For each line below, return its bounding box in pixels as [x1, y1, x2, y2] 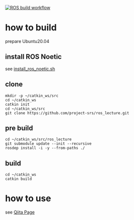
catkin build [5, 176, 32, 181]
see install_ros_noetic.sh [5, 66, 55, 72]
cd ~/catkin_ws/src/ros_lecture [5, 137, 72, 142]
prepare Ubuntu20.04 [5, 38, 49, 44]
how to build [5, 22, 57, 33]
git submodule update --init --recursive [5, 141, 92, 146]
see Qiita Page [5, 209, 35, 215]
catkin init [5, 102, 30, 107]
